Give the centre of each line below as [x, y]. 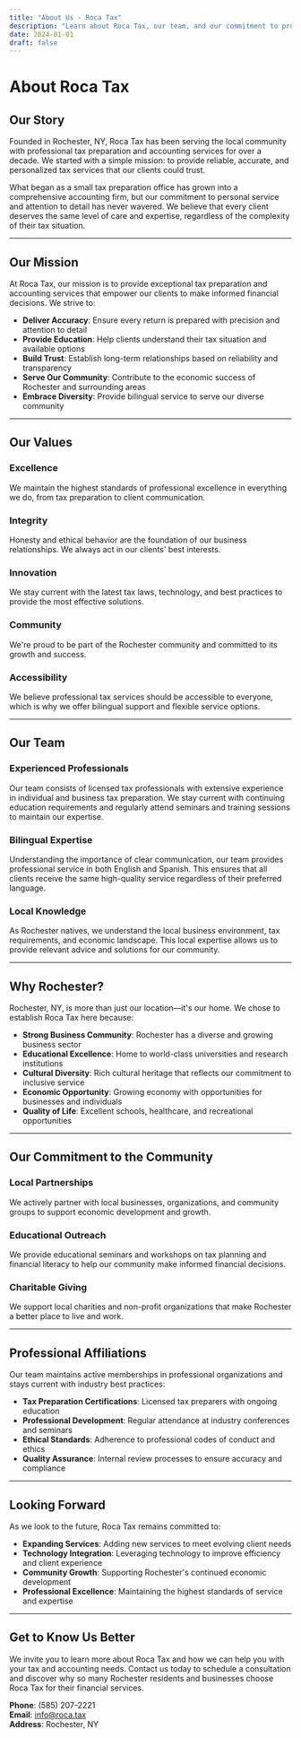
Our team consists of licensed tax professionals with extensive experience [146, 788]
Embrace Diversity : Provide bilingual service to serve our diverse [143, 396]
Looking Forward [57, 1504]
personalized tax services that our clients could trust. [107, 170]
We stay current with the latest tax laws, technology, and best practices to [146, 592]
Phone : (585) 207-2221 [52, 1705]
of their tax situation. [47, 226]
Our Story [37, 120]
